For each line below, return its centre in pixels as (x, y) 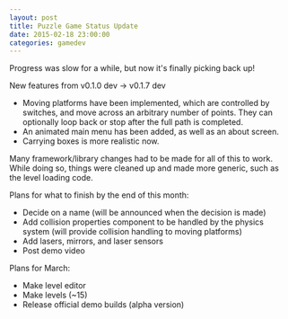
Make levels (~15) (55, 295)
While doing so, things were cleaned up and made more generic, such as (144, 168)
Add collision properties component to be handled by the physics (143, 222)
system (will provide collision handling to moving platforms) (132, 232)
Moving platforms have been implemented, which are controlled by (146, 103)
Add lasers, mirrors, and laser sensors (93, 241)
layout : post (34, 18)
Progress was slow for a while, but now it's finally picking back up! (132, 68)
